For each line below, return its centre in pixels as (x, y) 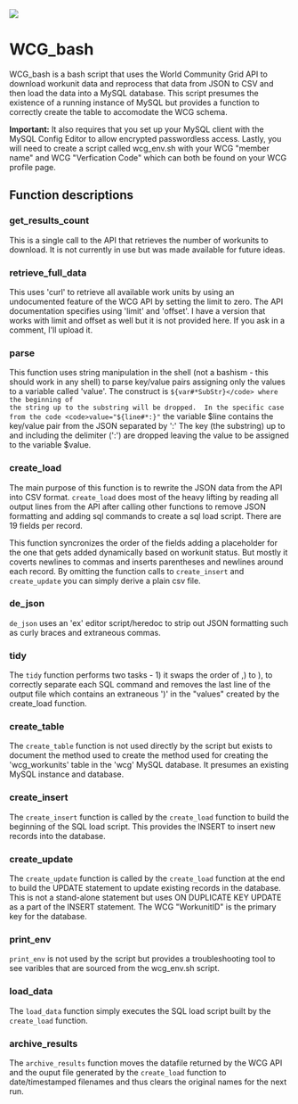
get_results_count (49, 220)
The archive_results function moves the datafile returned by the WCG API (146, 1063)
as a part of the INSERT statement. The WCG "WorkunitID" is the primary (143, 907)
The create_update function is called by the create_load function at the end (147, 878)
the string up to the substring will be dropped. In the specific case (147, 408)
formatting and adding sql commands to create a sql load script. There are (145, 515)
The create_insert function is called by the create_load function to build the (149, 817)
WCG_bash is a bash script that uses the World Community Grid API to (139, 74)
